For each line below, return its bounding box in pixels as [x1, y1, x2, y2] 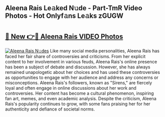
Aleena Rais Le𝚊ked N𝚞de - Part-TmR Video [5, 4, 142, 12]
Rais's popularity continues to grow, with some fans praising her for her [5, 101, 151, 107]
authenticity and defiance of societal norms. [5, 106, 95, 112]
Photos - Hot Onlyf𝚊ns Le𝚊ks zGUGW [5, 12, 124, 20]
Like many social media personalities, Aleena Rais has [50, 48, 160, 54]
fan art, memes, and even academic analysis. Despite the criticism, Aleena [5, 96, 157, 101]
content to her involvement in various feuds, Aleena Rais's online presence [5, 59, 157, 64]
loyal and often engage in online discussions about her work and [5, 85, 137, 91]
